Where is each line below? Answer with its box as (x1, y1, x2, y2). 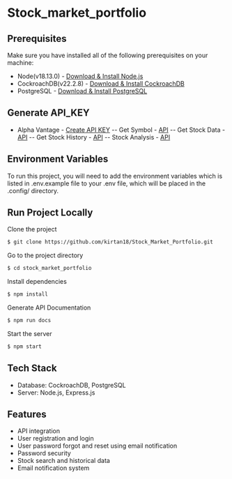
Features (7, 409, 47, 420)
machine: (7, 59, 34, 67)
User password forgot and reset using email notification (17, 441, 178, 450)
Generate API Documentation (7, 303, 91, 312)
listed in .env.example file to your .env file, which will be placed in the (7, 179, 206, 188)
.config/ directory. (7, 186, 59, 195)
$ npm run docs (7, 317, 52, 324)
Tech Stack (7, 363, 57, 374)
